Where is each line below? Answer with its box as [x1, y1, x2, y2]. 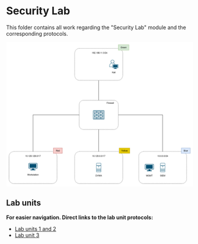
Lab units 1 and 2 [14, 225, 56, 232]
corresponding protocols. [6, 30, 68, 37]
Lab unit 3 [14, 232, 40, 239]
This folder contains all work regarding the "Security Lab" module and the [6, 24, 187, 31]
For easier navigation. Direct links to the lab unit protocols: [6, 214, 154, 221]
